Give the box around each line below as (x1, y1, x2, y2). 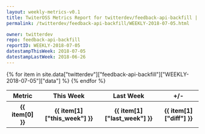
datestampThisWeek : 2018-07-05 (6, 48, 86, 55)
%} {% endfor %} (62, 77, 106, 84)
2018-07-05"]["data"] (6, 77, 61, 84)
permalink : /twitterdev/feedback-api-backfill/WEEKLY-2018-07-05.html (6, 20, 190, 26)
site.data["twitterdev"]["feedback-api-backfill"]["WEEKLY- (41, 71, 189, 78)
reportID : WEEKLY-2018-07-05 (6, 43, 81, 49)
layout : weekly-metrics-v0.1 (6, 9, 81, 15)
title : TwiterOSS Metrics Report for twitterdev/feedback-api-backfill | (6, 15, 198, 21)
